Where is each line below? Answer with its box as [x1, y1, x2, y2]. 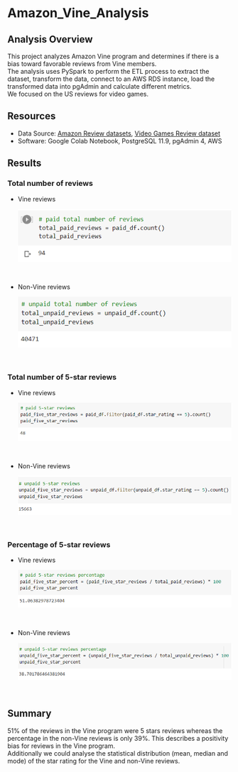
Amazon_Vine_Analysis [7, 5, 149, 21]
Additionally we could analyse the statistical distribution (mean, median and [7, 749, 229, 757]
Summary [7, 707, 52, 719]
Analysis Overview [7, 33, 93, 45]
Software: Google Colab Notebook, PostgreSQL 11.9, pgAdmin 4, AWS [17, 136, 222, 145]
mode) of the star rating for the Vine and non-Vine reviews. [7, 756, 180, 765]
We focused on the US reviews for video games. [7, 90, 149, 98]
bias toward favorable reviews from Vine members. [7, 60, 157, 68]
